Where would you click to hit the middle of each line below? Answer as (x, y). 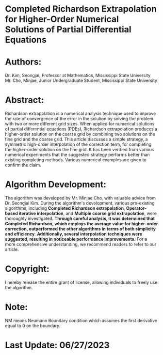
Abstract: (24, 100)
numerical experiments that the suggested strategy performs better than (77, 155)
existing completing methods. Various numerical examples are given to (76, 160)
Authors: (23, 62)
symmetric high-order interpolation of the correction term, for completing (78, 144)
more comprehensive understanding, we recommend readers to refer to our (81, 244)
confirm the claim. (23, 165)
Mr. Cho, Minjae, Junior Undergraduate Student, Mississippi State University (81, 80)
